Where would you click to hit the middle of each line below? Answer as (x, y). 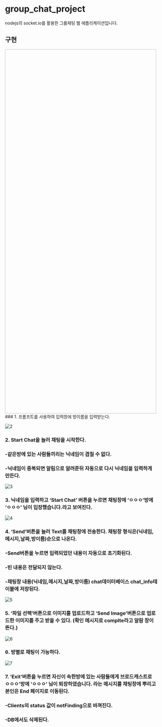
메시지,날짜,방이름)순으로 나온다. (41, 539)
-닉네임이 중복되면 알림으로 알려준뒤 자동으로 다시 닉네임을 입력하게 (79, 468)
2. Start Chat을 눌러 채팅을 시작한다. (45, 440)
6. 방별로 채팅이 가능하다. (33, 652)
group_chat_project (45, 9)
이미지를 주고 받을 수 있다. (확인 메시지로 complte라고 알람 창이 (84, 621)
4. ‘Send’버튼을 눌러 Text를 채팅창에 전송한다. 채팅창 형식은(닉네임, (79, 532)
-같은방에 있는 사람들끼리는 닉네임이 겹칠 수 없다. (59, 454)
